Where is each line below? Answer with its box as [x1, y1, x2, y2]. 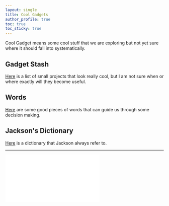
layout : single [5, 7, 37, 13]
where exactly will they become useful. [5, 79, 87, 85]
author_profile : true [5, 17, 51, 22]
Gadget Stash [5, 60, 49, 68]
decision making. [5, 112, 41, 118]
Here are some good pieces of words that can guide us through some [5, 106, 149, 112]
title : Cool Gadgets [5, 12, 49, 17]
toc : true [5, 21, 26, 27]
